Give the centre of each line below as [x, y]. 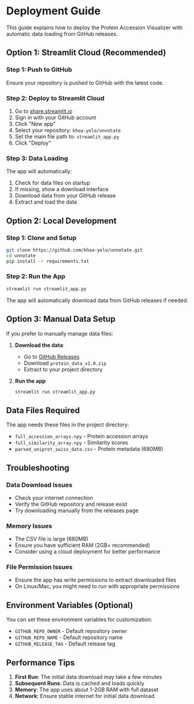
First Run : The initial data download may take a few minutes [88, 677]
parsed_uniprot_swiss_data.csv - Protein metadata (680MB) [89, 449]
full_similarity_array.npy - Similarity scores [71, 442]
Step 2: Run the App [36, 276]
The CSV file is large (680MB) [51, 539]
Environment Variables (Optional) [70, 605]
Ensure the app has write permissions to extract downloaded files [96, 580]
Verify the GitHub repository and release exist [71, 504]
